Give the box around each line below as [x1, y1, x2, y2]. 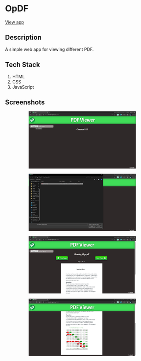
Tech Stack [5, 61, 40, 69]
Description [5, 33, 42, 42]
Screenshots [5, 98, 45, 106]
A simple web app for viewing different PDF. [5, 46, 94, 52]
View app [5, 19, 24, 25]
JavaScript [12, 84, 34, 90]
